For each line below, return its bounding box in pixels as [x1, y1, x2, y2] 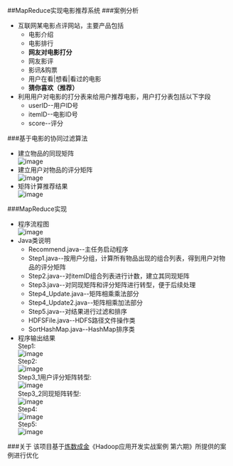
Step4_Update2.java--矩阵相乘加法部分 [28, 298, 143, 307]
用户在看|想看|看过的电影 [28, 75, 102, 83]
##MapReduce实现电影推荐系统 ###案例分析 [7, 6, 139, 14]
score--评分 [28, 119, 64, 127]
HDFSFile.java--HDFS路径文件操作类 [28, 316, 136, 325]
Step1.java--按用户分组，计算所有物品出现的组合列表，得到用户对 [28, 254, 220, 262]
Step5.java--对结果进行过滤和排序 [28, 308, 128, 315]
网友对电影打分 [28, 48, 72, 56]
